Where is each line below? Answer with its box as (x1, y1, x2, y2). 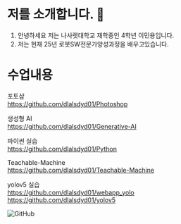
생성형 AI (7, 114, 32, 123)
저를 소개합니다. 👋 (7, 6, 105, 23)
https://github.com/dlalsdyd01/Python (7, 144, 118, 153)
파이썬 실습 (7, 137, 38, 145)
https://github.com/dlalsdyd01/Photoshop (7, 99, 128, 108)
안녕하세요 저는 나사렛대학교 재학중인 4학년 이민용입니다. (17, 31, 175, 39)
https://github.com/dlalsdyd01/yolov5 (7, 195, 116, 204)
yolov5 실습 (7, 180, 40, 189)
